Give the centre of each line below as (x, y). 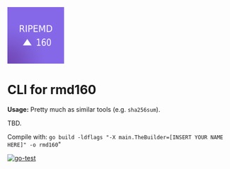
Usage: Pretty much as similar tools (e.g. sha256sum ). (84, 109)
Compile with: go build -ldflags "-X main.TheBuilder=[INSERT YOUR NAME (115, 136)
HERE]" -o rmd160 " (34, 144)
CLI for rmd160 (52, 90)
